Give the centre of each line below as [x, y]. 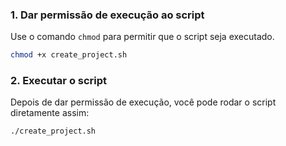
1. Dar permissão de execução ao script [107, 15]
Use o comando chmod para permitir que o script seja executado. [142, 37]
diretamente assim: [50, 113]
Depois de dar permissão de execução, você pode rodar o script [143, 102]
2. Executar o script [59, 81]
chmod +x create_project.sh [69, 55]
